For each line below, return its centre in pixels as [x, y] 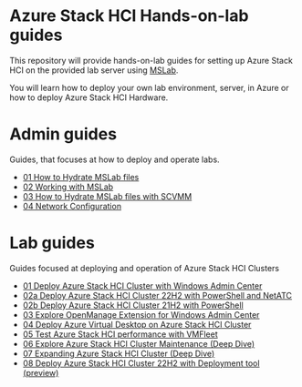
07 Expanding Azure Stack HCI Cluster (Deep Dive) [119, 353]
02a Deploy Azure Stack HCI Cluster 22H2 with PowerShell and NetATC [157, 295]
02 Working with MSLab [68, 187]
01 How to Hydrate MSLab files [81, 177]
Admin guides [63, 134]
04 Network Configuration [72, 206]
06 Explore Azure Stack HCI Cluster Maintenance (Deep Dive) [139, 343]
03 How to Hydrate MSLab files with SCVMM [107, 196]
